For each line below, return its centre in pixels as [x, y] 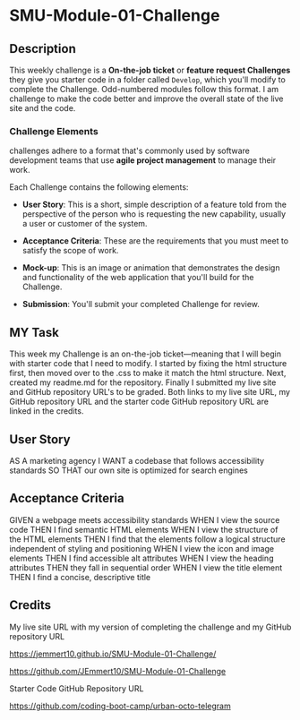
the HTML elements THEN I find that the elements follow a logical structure [147, 539]
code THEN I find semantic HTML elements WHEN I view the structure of [144, 529]
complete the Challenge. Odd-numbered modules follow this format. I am [144, 89]
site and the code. [43, 108]
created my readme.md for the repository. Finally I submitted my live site [143, 382]
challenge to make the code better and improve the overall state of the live [146, 99]
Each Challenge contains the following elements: [99, 187]
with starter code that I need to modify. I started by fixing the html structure [148, 364]
